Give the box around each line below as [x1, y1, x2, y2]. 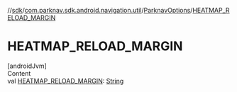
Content [7, 69, 31, 77]
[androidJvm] [7, 62, 48, 70]
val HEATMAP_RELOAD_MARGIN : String [7, 76, 124, 85]
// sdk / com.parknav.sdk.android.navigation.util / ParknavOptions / [7, 6, 193, 14]
